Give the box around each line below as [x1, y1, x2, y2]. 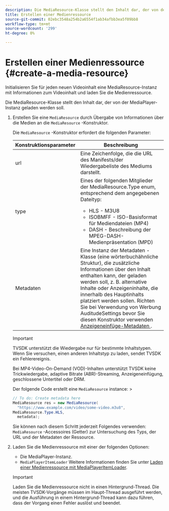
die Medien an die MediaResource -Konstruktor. [12, 119, 109, 126]
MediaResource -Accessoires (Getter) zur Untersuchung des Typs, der [12, 429, 156, 435]
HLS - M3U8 [89, 207, 120, 214]
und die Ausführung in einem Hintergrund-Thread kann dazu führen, [12, 494, 154, 501]
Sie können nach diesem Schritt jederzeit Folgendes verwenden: [12, 423, 146, 429]
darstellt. [80, 169, 102, 176]
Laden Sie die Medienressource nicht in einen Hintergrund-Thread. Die [12, 484, 159, 490]
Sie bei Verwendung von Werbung [80, 303, 161, 310]
